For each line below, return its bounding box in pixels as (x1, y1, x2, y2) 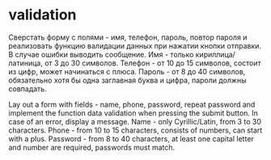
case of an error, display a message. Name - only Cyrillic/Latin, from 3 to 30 (8, 116, 261, 126)
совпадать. (8, 83, 47, 94)
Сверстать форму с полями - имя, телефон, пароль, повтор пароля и (8, 32, 248, 42)
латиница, (8, 58, 43, 68)
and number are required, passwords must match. (8, 142, 176, 152)
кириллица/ (195, 49, 236, 59)
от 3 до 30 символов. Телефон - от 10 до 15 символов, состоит (44, 58, 261, 68)
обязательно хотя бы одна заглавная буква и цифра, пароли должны (8, 75, 247, 85)
